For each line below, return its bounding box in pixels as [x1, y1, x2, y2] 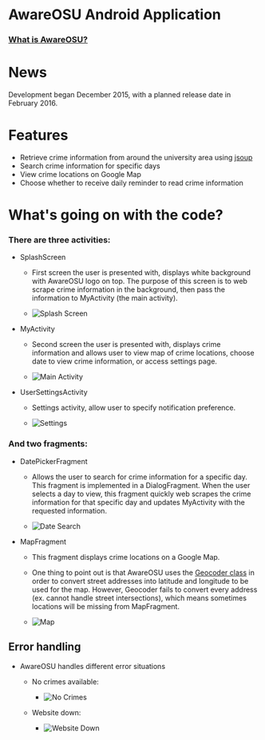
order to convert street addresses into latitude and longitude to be [31, 576, 249, 585]
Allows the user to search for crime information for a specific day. [31, 472, 247, 482]
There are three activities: [8, 234, 111, 246]
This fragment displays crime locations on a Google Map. [31, 552, 220, 561]
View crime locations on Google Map [19, 169, 142, 179]
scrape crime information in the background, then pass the [31, 285, 226, 294]
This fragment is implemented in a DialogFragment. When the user [31, 480, 251, 490]
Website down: [31, 707, 81, 717]
